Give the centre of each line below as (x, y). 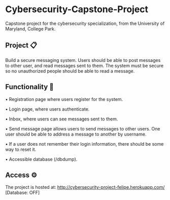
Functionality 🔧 (30, 87)
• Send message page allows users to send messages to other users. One (83, 128)
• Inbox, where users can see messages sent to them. (62, 119)
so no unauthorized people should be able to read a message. (70, 71)
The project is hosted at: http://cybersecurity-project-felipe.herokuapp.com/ (85, 187)
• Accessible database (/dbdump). (41, 159)
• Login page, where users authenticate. (47, 109)
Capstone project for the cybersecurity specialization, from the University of (85, 23)
